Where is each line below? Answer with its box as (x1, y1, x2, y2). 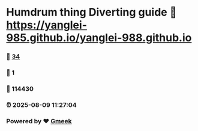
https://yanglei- (6, 18, 87, 32)
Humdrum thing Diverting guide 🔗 (6, 5, 177, 19)
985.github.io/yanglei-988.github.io (6, 31, 192, 44)
